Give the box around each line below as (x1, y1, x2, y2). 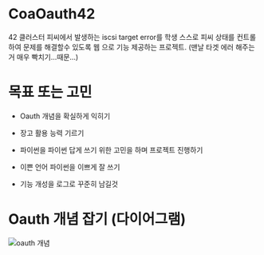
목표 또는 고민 (8, 83, 93, 102)
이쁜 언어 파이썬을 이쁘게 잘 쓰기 (19, 161, 120, 172)
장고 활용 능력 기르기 (19, 128, 85, 137)
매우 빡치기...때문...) (16, 52, 79, 62)
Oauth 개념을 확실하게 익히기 (19, 111, 111, 121)
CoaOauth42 (8, 5, 96, 23)
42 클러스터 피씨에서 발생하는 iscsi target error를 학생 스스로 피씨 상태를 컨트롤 (8, 32, 257, 42)
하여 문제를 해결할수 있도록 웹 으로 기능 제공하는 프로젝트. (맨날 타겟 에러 (8, 42, 234, 52)
